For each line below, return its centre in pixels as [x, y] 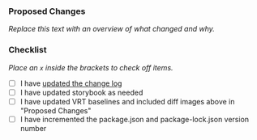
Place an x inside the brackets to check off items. [91, 67]
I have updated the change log [71, 83]
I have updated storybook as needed [81, 92]
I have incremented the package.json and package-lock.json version [135, 119]
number [33, 128]
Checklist [28, 50]
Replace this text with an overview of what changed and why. [111, 29]
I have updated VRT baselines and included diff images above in [127, 101]
